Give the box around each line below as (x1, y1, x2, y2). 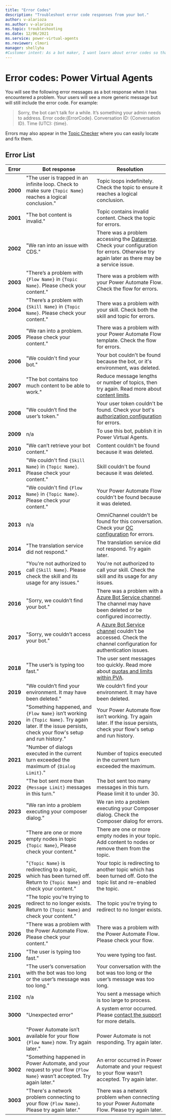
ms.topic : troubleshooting (5, 27, 63, 32)
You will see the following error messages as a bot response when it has (5, 89, 157, 95)
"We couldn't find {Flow (26, 484, 82, 491)
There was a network (96, 1087, 148, 1094)
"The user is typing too (26, 948, 81, 955)
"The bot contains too (26, 376, 78, 383)
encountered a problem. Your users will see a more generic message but (5, 94, 158, 100)
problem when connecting (96, 1093, 159, 1101)
